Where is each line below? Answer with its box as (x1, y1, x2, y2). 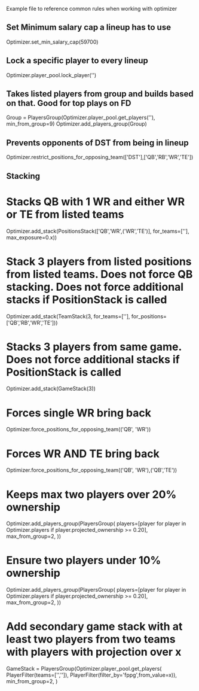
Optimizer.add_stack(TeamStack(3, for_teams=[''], (6, 312, 130, 319)
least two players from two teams (6, 632, 176, 646)
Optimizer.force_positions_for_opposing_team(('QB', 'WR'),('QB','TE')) (6, 467, 177, 474)
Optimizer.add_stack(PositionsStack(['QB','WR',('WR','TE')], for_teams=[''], (6, 227, 189, 235)
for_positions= (131, 312, 167, 319)
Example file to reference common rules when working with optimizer (6, 5, 177, 12)
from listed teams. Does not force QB (6, 267, 193, 281)
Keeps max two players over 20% (6, 488, 177, 501)
